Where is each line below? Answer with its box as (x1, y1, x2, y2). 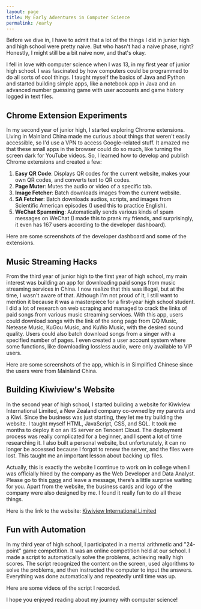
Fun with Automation (6, 525, 86, 535)
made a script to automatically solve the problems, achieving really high (6, 553, 184, 560)
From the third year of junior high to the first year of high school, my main (6, 273, 188, 280)
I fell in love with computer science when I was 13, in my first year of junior (6, 61, 190, 68)
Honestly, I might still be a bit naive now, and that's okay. (6, 49, 146, 57)
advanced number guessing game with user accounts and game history (6, 87, 184, 94)
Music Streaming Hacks (6, 256, 98, 267)
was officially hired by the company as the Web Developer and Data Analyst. (6, 470, 196, 477)
